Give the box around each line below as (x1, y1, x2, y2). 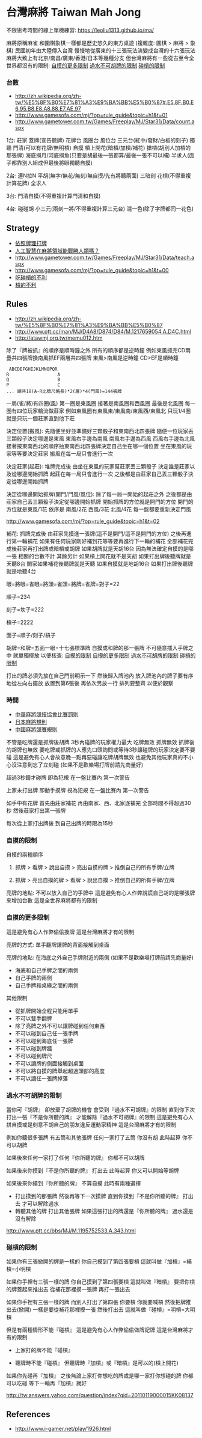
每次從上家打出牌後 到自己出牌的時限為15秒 (6, 820, 113, 827)
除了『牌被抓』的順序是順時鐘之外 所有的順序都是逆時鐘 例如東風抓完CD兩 (6, 346, 191, 353)
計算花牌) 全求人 (6, 180, 47, 187)
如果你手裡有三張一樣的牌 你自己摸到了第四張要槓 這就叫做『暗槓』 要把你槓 (6, 1278, 195, 1285)
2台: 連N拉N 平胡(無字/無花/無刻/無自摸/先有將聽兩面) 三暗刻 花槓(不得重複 (6, 172, 191, 179)
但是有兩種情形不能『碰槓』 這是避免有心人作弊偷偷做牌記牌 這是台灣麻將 (6, 1326, 188, 1333)
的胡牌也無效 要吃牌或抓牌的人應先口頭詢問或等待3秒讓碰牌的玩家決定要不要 (6, 746, 195, 753)
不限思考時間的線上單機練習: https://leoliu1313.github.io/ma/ (6, 26, 155, 34)
